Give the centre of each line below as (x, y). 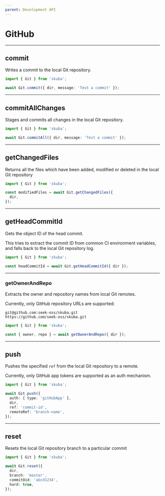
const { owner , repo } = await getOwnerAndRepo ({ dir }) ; (66, 334)
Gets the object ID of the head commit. (44, 233)
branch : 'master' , (28, 475)
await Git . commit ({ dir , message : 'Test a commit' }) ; (62, 88)
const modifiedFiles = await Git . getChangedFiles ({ (59, 192)
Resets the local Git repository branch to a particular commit (66, 448)
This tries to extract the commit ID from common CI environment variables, (81, 243)
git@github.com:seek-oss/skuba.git (41, 312)
